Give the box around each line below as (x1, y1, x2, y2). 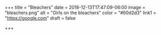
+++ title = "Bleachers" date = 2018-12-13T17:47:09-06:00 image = (5, 5, 146, 10)
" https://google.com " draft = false (5, 15, 76, 21)
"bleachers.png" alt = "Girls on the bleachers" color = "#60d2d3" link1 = (5, 10, 156, 16)
